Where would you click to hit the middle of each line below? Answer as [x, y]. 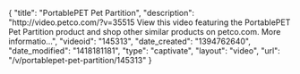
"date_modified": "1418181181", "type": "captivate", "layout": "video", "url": [145, 51]
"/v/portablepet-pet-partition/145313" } [80, 60]
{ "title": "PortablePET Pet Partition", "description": [101, 13]
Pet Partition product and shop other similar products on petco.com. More [145, 32]
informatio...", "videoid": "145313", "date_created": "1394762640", [130, 41]
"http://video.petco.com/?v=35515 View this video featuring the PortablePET [150, 22]
